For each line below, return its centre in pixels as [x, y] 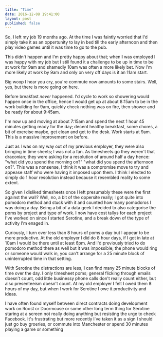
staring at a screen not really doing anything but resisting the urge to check [81, 314]
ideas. [11, 294]
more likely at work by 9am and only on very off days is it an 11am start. [77, 72]
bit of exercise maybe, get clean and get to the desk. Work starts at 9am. [78, 132]
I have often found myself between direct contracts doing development [76, 303]
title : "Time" [19, 10]
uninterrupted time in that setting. [38, 258]
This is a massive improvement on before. [47, 137]
